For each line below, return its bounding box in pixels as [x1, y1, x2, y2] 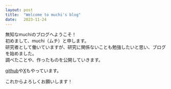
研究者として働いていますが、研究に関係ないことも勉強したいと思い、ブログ [5, 44, 166, 50]
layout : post [5, 7, 33, 13]
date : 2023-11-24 [5, 17, 47, 22]
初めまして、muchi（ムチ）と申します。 [5, 38, 89, 44]
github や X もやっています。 [5, 68, 62, 74]
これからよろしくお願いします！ [5, 78, 72, 84]
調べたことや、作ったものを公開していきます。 [5, 57, 103, 63]
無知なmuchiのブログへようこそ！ [5, 32, 77, 38]
